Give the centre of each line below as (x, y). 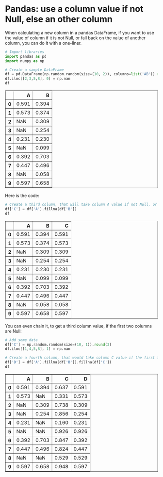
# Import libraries (25, 52)
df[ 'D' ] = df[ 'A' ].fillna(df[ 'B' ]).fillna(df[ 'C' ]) (58, 362)
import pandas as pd (26, 56)
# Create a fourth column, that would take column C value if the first (80, 358)
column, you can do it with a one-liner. (43, 43)
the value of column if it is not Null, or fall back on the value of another (75, 38)
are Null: (13, 331)
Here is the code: (22, 196)
